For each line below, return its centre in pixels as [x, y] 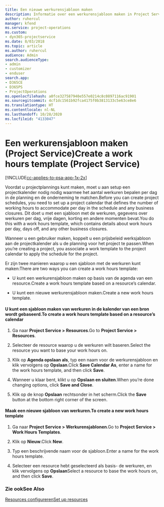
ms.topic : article [24, 46]
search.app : [17, 78]
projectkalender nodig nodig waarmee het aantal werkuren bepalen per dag [81, 192]
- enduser [15, 73]
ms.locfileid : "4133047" [30, 119]
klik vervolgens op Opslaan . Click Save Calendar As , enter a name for [82, 365]
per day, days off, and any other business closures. [57, 229]
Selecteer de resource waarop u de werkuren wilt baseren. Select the [81, 345]
